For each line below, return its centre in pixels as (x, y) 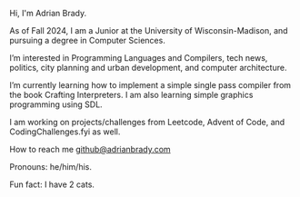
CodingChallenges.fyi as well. (65, 132)
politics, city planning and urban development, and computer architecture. (148, 68)
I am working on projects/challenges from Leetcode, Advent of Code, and (147, 122)
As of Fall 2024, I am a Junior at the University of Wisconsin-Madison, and (149, 30)
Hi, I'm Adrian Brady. (48, 13)
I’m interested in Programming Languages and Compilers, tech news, (139, 58)
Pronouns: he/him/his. (51, 167)
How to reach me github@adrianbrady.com (90, 149)
